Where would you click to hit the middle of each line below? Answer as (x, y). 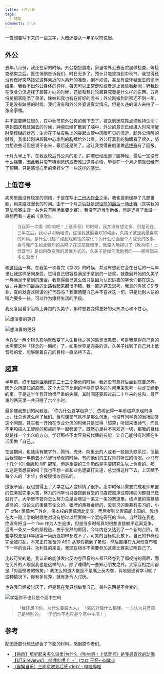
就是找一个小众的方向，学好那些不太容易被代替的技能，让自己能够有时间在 (80, 435)
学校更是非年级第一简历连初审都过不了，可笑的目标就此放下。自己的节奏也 (84, 535)
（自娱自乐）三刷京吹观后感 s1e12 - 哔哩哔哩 (57, 666)
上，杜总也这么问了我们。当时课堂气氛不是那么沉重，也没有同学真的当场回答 (82, 417)
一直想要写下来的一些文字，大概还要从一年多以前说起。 (61, 38)
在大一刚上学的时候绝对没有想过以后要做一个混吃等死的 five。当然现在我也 (80, 517)
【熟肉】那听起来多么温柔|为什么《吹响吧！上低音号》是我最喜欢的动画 (83, 654)
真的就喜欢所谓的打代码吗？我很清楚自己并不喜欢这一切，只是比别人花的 (86, 292)
